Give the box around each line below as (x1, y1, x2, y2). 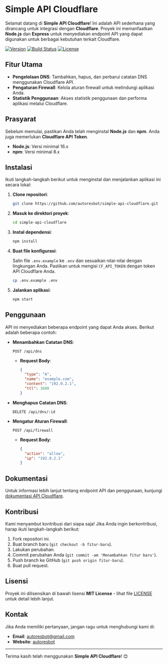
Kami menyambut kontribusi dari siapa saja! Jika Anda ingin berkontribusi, (5, 520, 157, 526)
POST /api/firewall (12, 428, 53, 433)
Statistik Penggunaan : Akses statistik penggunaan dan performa (12, 95, 147, 101)
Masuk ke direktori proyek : (12, 210, 69, 216)
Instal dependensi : (12, 229, 52, 235)
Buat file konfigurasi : (12, 248, 57, 254)
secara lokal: (5, 182, 31, 188)
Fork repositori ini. (12, 536, 50, 542)
